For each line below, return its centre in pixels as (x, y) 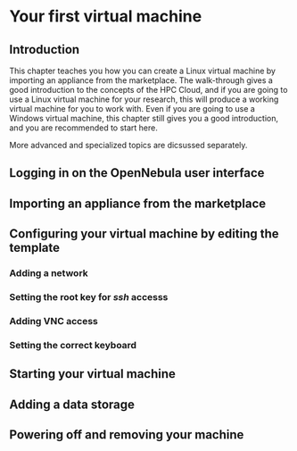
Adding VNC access (54, 321)
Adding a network (49, 273)
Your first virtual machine (106, 17)
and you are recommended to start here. (83, 128)
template (35, 248)
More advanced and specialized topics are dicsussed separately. (128, 145)
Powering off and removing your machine (127, 435)
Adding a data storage (72, 404)
